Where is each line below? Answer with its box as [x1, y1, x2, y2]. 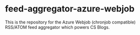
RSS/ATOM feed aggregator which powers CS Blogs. [5, 24, 110, 30]
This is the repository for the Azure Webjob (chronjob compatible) [5, 19, 136, 25]
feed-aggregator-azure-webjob [5, 3, 135, 14]
